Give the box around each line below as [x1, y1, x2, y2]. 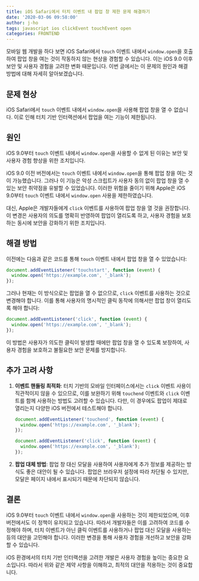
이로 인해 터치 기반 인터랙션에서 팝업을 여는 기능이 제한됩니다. [14, 113, 157, 121]
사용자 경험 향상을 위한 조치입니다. [6, 157, 86, 164]
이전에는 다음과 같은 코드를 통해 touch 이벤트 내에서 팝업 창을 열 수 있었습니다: [6, 255, 187, 262]
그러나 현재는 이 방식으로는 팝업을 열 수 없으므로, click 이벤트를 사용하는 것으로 [6, 289, 191, 297]
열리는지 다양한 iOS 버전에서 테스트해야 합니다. [14, 405, 124, 412]
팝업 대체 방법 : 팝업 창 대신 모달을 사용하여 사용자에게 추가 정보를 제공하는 [14, 460, 186, 468]
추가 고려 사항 [6, 365, 53, 375]
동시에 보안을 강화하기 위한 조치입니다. [17, 219, 106, 226]
